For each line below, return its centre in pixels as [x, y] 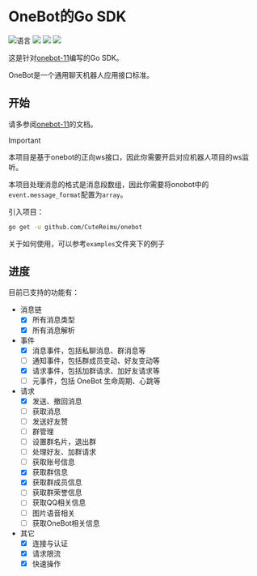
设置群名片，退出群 [64, 442]
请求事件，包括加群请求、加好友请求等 [96, 370]
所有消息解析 [53, 330]
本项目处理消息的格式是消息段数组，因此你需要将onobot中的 [109, 184]
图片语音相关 [53, 513]
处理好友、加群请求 [64, 452]
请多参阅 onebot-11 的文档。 [53, 124]
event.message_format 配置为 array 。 [68, 194]
